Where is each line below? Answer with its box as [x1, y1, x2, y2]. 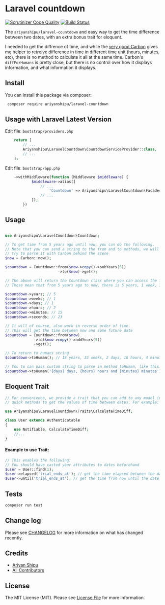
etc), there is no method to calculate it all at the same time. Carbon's [5, 54, 143, 60]
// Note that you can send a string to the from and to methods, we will [5, 247, 160, 251]
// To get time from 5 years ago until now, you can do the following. [5, 242, 155, 247]
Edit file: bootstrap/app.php [5, 165, 60, 171]
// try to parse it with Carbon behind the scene [5, 251, 109, 256]
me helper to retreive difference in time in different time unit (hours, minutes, [5, 49, 160, 55]
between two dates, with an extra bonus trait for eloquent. [5, 34, 123, 40]
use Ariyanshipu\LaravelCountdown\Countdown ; [5, 233, 100, 238]
